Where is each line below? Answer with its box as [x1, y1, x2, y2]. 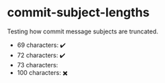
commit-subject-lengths [7, 5, 150, 20]
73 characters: [16, 61, 58, 69]
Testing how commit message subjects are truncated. [7, 27, 159, 35]
